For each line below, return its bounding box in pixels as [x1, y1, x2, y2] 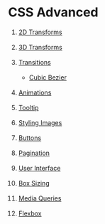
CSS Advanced [8, 4, 99, 21]
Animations [18, 88, 52, 97]
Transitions [18, 58, 52, 66]
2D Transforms [18, 28, 62, 36]
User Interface [18, 164, 61, 172]
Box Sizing [18, 178, 50, 187]
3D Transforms [18, 43, 62, 51]
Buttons [18, 133, 42, 142]
